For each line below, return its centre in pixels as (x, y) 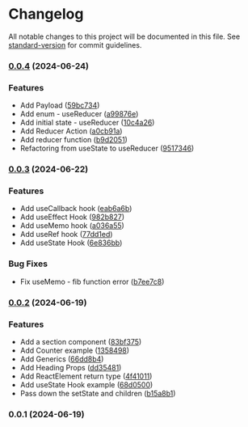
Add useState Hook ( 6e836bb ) (71, 243)
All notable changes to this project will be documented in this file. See (124, 36)
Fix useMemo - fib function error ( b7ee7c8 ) (92, 281)
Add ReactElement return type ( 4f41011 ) (86, 376)
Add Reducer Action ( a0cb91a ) (71, 131)
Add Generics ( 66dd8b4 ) (62, 359)
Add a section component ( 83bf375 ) (81, 341)
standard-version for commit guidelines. (75, 44)
